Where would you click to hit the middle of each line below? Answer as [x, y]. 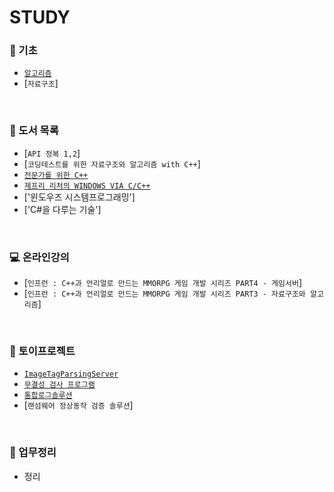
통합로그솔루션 [48, 396]
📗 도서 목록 [34, 131]
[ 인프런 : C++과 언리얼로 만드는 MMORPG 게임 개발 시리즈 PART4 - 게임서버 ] [162, 283]
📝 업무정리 [33, 453]
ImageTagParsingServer [71, 374]
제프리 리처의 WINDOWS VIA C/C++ [87, 186]
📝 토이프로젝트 [42, 351]
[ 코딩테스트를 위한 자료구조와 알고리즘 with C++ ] [112, 163]
